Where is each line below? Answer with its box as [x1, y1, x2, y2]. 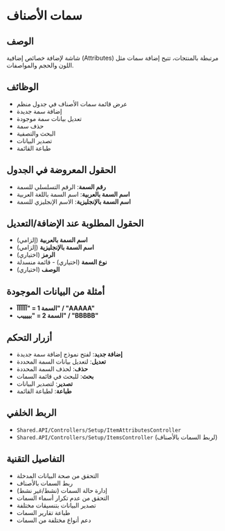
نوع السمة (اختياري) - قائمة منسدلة [16, 258, 108, 266]
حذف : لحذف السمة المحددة [16, 365, 88, 373]
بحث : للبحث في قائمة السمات [16, 373, 94, 381]
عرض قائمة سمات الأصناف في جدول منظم [16, 99, 127, 108]
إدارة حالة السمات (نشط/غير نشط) [16, 486, 108, 494]
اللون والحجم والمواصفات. [6, 61, 74, 70]
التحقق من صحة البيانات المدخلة [16, 471, 99, 480]
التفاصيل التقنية [6, 453, 65, 465]
